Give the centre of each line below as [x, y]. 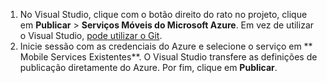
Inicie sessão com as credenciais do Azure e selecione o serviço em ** [166, 46]
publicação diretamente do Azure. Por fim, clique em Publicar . [148, 67]
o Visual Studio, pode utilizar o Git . [91, 35]
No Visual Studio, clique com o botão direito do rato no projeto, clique [163, 14]
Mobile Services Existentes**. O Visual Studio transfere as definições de [168, 57]
